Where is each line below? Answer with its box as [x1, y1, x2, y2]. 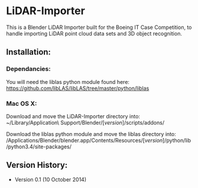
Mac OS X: [6, 99, 37, 108]
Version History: [6, 160, 68, 170]
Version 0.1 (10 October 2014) [14, 176, 87, 183]
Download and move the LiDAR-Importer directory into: [6, 112, 141, 119]
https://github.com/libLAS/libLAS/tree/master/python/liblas [6, 85, 150, 92]
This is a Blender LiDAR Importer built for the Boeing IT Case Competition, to [6, 24, 192, 31]
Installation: [6, 47, 51, 57]
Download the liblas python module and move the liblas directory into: [6, 130, 176, 137]
